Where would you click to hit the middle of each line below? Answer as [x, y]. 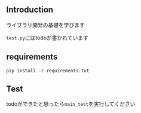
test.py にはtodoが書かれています [47, 38]
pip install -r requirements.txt [48, 71]
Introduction [30, 10]
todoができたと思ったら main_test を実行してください [71, 104]
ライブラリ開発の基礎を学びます [45, 25]
